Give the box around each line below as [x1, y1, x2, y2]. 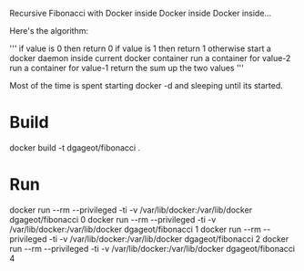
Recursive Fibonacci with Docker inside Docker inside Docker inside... [9, 8, 271, 18]
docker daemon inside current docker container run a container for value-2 [9, 53, 291, 63]
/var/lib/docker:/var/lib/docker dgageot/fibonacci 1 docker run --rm [9, 224, 261, 235]
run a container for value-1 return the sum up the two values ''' [9, 63, 244, 73]
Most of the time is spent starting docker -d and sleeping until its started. [9, 80, 284, 90]
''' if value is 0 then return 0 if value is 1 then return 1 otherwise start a [9, 43, 271, 54]
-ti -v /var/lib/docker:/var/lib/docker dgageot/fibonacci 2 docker [48, 233, 289, 245]
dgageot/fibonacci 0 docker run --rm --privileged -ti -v [9, 214, 217, 224]
